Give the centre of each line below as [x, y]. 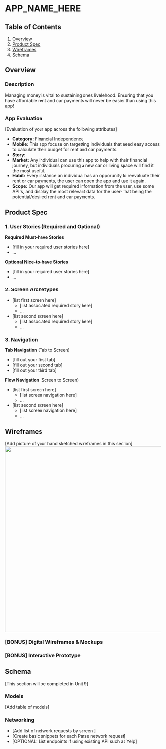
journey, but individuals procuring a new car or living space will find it [83, 165]
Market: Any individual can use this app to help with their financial [80, 160]
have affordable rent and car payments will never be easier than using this [81, 100]
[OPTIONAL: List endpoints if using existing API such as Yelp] [75, 741]
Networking [20, 720]
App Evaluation [24, 118]
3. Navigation [21, 339]
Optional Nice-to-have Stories [37, 262]
